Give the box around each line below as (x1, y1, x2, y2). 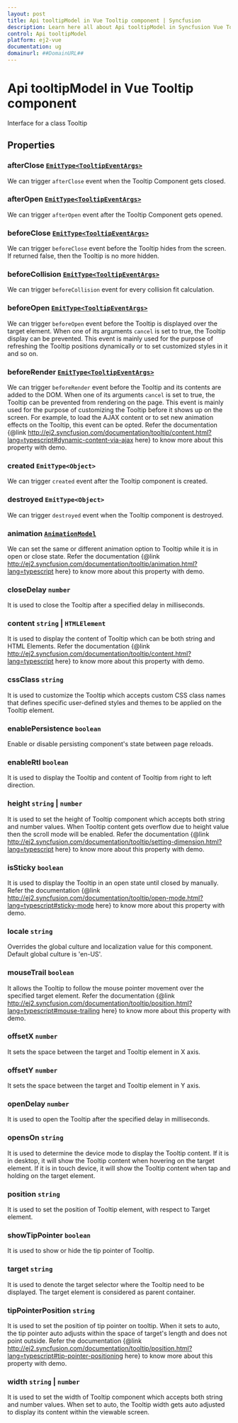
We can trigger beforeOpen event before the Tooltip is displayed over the (7, 319, 218, 328)
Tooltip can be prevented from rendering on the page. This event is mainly (7, 398, 225, 406)
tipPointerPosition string (7, 1305, 96, 1315)
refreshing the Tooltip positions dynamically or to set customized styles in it (7, 341, 228, 350)
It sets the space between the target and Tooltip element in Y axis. (7, 1081, 200, 1090)
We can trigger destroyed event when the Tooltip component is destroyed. (7, 510, 224, 519)
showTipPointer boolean (7, 1230, 91, 1240)
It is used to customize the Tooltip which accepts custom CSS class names (7, 691, 226, 699)
